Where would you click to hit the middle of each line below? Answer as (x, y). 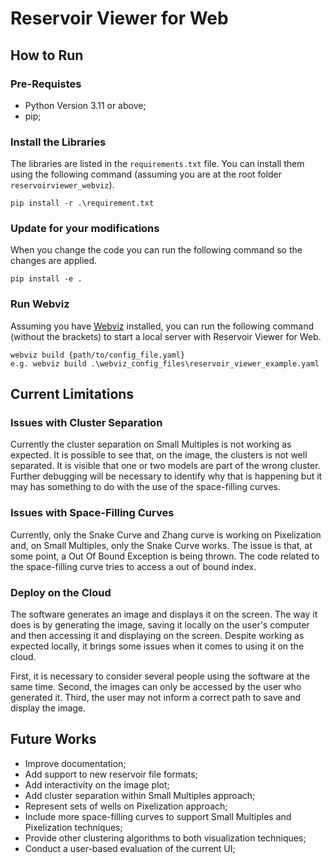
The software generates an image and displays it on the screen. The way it (164, 614)
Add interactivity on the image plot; (97, 784)
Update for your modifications (85, 229)
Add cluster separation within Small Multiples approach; (140, 795)
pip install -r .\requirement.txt (82, 203)
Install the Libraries (58, 142)
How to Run (47, 55)
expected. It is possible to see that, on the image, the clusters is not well (159, 455)
